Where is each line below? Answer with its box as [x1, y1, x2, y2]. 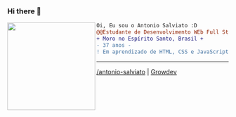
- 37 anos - [96, 41, 131, 48]
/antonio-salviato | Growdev [96, 67, 177, 76]
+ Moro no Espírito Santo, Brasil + [96, 35, 204, 43]
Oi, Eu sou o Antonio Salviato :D [96, 22, 198, 29]
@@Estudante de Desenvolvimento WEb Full [96, 29, 220, 36]
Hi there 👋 [7, 6, 42, 16]
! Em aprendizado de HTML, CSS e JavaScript [96, 48, 229, 55]
